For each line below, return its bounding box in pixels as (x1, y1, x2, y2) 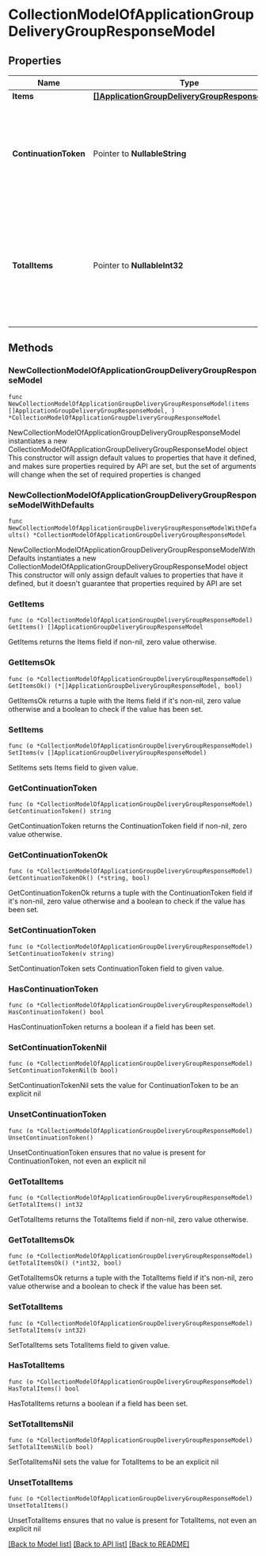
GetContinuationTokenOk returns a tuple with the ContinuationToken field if (8, 888, 253, 898)
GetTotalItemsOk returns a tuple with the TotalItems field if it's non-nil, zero (8, 1273, 253, 1283)
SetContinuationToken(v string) (8, 949, 115, 957)
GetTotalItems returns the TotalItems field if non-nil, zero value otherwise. (8, 1214, 249, 1224)
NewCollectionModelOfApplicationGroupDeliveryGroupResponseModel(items (8, 400, 249, 408)
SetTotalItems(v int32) (8, 1326, 87, 1334)
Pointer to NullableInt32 (93, 260, 184, 271)
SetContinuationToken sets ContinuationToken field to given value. (8, 964, 224, 973)
